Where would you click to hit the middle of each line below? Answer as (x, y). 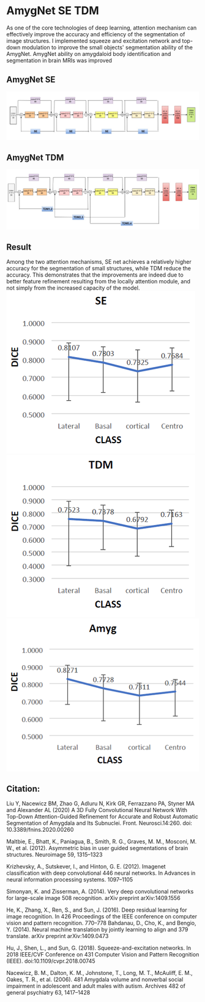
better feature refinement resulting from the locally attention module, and (99, 281)
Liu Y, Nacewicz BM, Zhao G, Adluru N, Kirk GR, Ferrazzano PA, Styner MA (100, 803)
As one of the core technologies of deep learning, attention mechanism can (102, 28)
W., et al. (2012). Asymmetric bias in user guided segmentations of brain (97, 848)
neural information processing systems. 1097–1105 (70, 880)
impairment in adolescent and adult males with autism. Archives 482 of (96, 986)
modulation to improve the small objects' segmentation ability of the (107, 47)
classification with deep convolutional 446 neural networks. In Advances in (101, 873)
